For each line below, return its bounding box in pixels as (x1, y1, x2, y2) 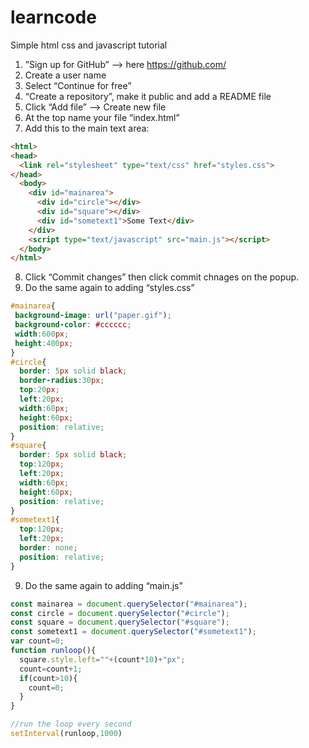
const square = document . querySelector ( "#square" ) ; (10, 617, 230, 628)
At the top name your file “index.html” (24, 111, 180, 123)
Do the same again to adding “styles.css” (24, 282, 195, 294)
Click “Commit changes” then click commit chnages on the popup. (24, 271, 300, 283)
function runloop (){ (10, 646, 97, 656)
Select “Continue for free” (24, 79, 132, 91)
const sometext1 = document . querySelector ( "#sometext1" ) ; (10, 627, 257, 637)
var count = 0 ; (10, 636, 65, 646)
